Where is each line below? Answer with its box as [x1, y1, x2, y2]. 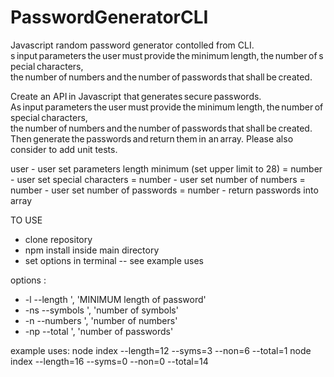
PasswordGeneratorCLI [10, 6, 209, 29]
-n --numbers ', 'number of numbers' [24, 314, 178, 326]
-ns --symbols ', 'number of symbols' [24, 304, 179, 316]
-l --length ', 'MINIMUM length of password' [24, 293, 207, 305]
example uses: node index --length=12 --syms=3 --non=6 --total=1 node [10, 344, 312, 356]
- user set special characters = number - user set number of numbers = [10, 173, 306, 185]
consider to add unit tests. [10, 143, 118, 155]
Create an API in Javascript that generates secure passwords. [10, 90, 262, 102]
